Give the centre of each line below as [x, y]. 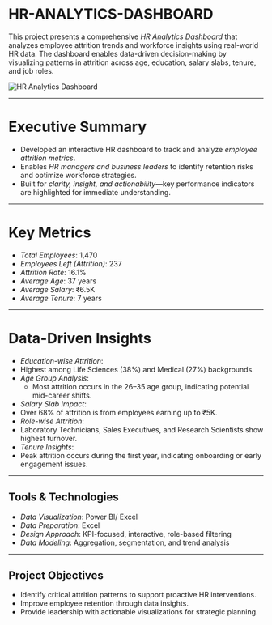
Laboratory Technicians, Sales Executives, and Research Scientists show [142, 429]
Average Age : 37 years [58, 281]
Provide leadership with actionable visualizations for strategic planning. [139, 612]
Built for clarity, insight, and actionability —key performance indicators [137, 184]
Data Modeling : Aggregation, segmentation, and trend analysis [125, 542]
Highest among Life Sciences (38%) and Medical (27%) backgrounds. [137, 369]
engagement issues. [54, 464]
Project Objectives [56, 575]
